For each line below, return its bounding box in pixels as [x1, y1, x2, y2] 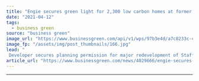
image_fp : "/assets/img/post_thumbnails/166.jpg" [6, 42, 131, 48]
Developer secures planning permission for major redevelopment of [8, 52, 179, 58]
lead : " [6, 47, 25, 53]
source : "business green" [6, 31, 70, 36]
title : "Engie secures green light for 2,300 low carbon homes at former [6, 8, 192, 15]
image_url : [6, 36, 33, 42]
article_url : [6, 58, 38, 63]
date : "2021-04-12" [6, 14, 54, 20]
